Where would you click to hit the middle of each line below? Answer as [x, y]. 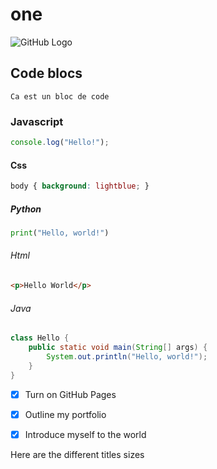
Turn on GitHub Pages [70, 394]
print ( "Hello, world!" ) [60, 233]
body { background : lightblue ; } [80, 186]
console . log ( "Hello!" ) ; [60, 143]
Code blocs [46, 73]
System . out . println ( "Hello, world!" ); [127, 356]
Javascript [37, 121]
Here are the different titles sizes [77, 454]
